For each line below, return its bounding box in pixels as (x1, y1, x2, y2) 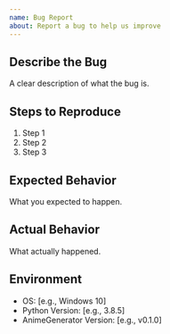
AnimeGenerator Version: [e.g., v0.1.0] (21, 314, 162, 325)
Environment (9, 271, 83, 287)
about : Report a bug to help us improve (9, 21, 162, 30)
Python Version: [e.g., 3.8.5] (21, 305, 125, 315)
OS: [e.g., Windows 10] (21, 296, 107, 306)
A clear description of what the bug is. (9, 78, 150, 89)
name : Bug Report (9, 13, 74, 22)
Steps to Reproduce (9, 104, 122, 119)
